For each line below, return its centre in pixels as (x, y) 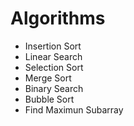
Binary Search (54, 88)
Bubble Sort (49, 99)
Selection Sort (54, 67)
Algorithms (58, 18)
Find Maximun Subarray (74, 109)
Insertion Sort (53, 46)
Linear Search (53, 56)
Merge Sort (48, 78)
